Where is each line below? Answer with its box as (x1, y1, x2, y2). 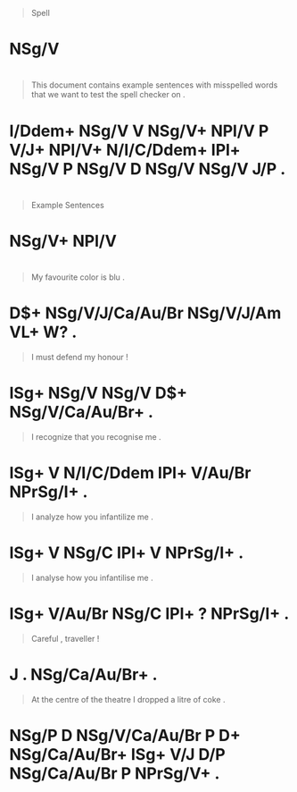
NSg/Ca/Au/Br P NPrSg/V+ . (9, 763, 220, 783)
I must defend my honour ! (30, 352, 129, 363)
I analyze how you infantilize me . (30, 511, 153, 522)
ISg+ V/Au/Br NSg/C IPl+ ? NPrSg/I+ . (9, 603, 290, 624)
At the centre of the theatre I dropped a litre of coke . (30, 694, 226, 704)
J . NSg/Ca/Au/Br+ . (9, 665, 158, 685)
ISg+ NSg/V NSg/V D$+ (9, 383, 188, 403)
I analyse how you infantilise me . (30, 572, 153, 583)
